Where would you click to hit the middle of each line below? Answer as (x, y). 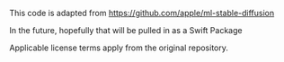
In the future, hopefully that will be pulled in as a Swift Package (126, 30)
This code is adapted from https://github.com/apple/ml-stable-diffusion (142, 13)
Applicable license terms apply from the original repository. (119, 48)
